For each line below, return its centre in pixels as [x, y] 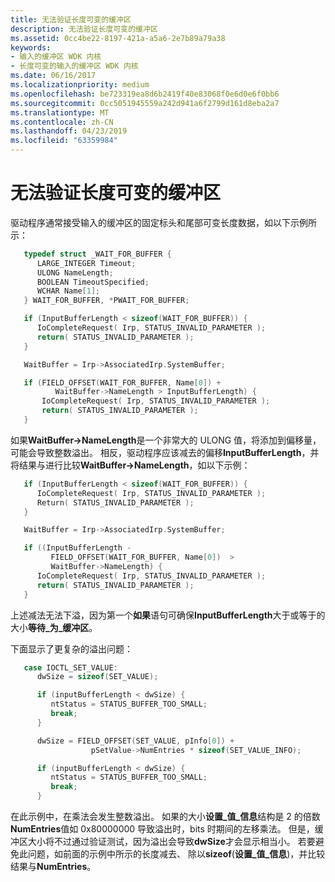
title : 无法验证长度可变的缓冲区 [71, 19]
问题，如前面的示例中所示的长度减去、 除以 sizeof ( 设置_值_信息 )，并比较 [176, 854]
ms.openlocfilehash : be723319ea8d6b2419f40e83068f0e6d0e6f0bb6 [145, 94]
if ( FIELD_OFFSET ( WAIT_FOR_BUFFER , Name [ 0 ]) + [122, 382]
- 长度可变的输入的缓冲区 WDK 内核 [74, 66]
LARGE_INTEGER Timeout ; [86, 263]
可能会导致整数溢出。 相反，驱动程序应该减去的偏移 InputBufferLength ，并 [165, 452]
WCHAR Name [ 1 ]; [68, 291]
